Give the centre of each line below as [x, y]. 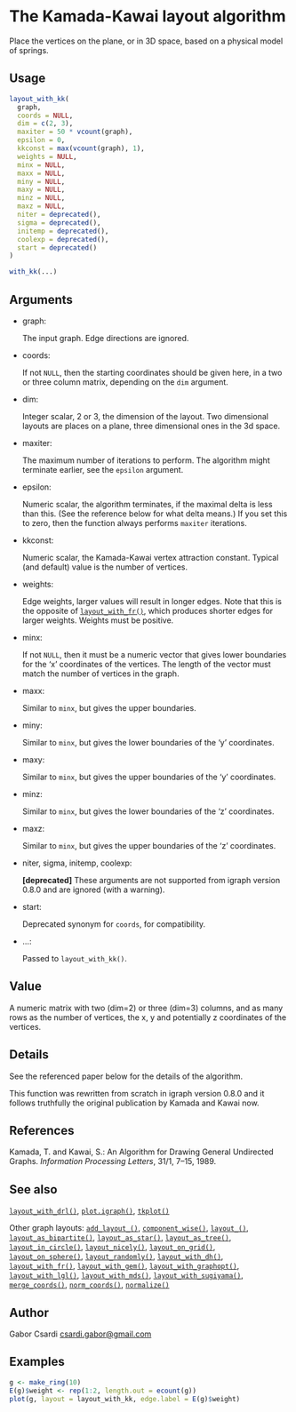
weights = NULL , [47, 156]
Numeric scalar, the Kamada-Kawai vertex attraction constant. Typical [150, 557]
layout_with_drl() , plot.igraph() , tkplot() [90, 1211]
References [42, 1130]
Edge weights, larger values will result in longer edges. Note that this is [152, 601]
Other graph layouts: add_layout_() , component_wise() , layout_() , [129, 1228]
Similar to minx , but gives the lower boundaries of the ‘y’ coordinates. [148, 742]
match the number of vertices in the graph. [100, 674]
